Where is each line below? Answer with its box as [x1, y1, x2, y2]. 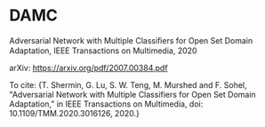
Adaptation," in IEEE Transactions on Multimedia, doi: [9, 99, 204, 109]
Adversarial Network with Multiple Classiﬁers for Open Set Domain [9, 35, 253, 45]
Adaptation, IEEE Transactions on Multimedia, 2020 [9, 45, 197, 56]
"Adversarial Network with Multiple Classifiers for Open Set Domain [9, 89, 256, 99]
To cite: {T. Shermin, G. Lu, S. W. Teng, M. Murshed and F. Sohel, [9, 79, 247, 90]
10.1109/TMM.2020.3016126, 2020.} [9, 107, 141, 118]
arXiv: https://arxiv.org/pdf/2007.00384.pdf [9, 62, 168, 73]
